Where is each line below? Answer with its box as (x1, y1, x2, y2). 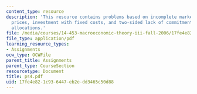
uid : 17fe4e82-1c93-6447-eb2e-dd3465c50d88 (6, 79, 114, 85)
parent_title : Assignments (6, 57, 72, 63)
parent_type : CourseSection (6, 62, 75, 69)
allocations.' (11, 25, 46, 31)
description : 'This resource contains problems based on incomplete (6, 14, 177, 20)
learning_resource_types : (6, 41, 69, 47)
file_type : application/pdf (6, 36, 75, 41)
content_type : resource (6, 8, 64, 15)
